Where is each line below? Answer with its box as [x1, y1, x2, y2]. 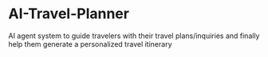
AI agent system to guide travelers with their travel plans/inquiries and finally [8, 31, 260, 40]
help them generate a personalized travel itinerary [8, 39, 172, 48]
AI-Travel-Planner [8, 5, 130, 23]
